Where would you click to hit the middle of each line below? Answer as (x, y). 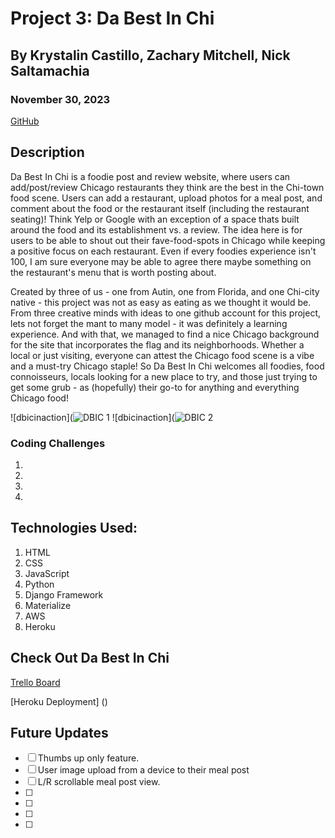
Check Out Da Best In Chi (90, 658)
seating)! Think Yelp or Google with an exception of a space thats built (155, 219)
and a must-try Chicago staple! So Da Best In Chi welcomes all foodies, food (167, 366)
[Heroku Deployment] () (59, 701)
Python (39, 584)
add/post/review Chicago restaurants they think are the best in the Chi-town (167, 187)
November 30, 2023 (60, 99)
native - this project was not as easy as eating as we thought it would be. (161, 302)
